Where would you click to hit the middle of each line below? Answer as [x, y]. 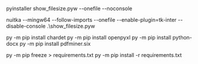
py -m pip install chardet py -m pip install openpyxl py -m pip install [89, 37]
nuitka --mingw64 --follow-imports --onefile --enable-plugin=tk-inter [92, 20]
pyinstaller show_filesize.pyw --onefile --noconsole [69, 9]
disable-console [26, 26]
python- [182, 37]
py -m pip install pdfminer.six [55, 44]
